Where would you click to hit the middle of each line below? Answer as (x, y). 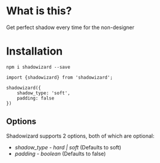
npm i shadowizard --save (38, 67)
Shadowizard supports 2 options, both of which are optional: (80, 136)
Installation (34, 51)
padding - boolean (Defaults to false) (60, 154)
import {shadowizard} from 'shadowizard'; (59, 77)
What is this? (39, 11)
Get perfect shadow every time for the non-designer (70, 27)
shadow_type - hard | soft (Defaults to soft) (68, 147)
